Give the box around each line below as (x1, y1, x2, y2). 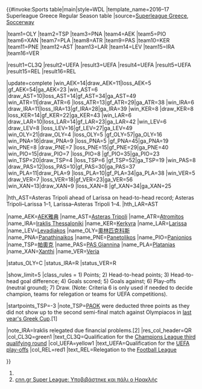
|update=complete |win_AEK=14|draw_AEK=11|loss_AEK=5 (6, 79, 152, 87)
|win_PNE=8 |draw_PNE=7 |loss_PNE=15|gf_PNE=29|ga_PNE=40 (6, 144, 169, 151)
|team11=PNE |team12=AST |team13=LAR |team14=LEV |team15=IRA (6, 43, 175, 50)
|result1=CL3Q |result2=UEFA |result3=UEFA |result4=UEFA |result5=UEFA (6, 61, 192, 68)
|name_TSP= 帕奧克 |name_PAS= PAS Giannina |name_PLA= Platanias (6, 241, 175, 248)
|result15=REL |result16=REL (6, 68, 77, 75)
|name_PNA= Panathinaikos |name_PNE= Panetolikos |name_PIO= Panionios (6, 234, 192, 241)
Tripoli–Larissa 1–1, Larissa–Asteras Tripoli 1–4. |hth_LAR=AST (6, 200, 159, 208)
